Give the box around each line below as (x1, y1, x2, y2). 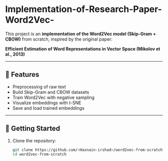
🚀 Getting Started (5, 124, 60, 133)
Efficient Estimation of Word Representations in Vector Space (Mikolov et (5, 46, 160, 52)
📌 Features (5, 70, 39, 79)
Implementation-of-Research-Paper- (5, 4, 162, 15)
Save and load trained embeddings (12, 105, 85, 111)
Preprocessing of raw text (12, 84, 66, 90)
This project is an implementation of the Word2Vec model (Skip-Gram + (5, 31, 156, 37)
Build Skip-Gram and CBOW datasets (12, 89, 89, 95)
